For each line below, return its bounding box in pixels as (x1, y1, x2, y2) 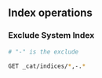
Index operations (8, 6, 93, 20)
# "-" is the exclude (8, 47, 79, 56)
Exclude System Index (8, 30, 95, 41)
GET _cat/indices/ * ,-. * (8, 62, 86, 70)
